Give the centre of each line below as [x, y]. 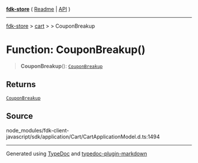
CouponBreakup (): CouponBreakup [62, 66]
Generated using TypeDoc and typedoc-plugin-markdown [77, 154]
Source [20, 116]
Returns [21, 84]
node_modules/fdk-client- [38, 130]
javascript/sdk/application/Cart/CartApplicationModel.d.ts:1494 [83, 137]
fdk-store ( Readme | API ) [38, 9]
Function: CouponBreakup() [76, 50]
